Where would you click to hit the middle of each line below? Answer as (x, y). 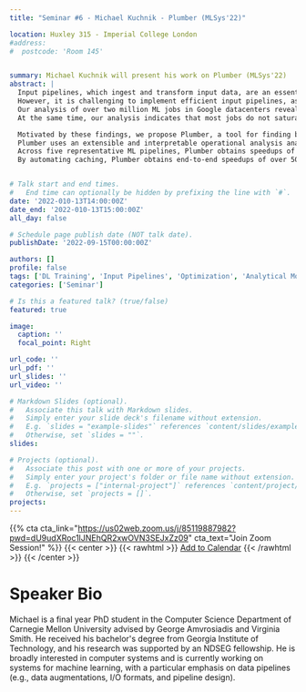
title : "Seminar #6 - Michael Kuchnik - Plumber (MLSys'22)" (128, 18)
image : (22, 326)
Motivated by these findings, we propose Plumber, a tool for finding (154, 134)
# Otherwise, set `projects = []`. (81, 494)
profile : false (38, 268)
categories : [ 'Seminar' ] (56, 285)
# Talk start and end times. (65, 184)
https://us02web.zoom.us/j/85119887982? (157, 528)
